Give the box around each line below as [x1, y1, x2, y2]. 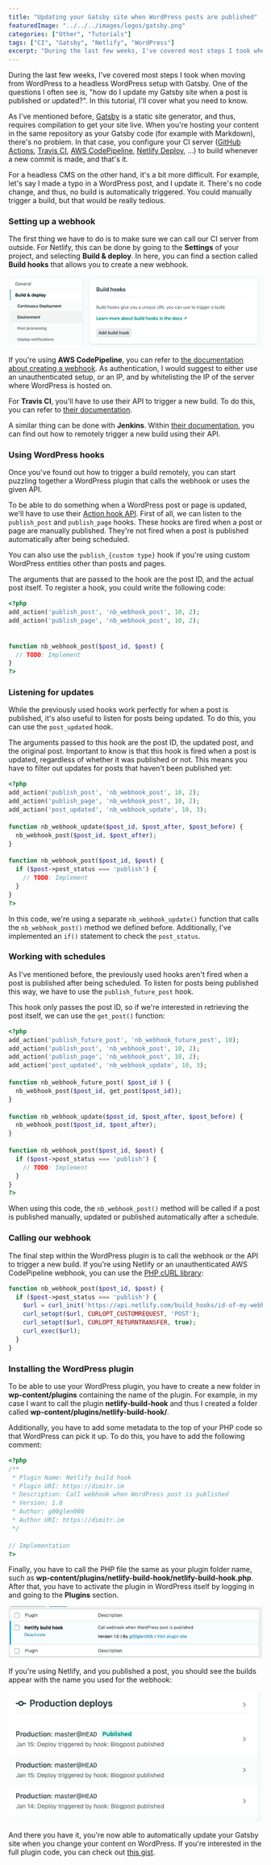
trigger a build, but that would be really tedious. [8, 196, 166, 206]
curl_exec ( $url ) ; [23, 1327, 81, 1335]
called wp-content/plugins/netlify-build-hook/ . [8, 1407, 169, 1416]
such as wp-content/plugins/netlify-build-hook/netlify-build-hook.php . [8, 1573, 254, 1583]
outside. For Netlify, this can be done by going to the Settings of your [8, 243, 240, 252]
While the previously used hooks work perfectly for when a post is [8, 705, 229, 715]
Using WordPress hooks [8, 449, 105, 460]
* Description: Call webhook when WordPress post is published [11, 1491, 229, 1499]
